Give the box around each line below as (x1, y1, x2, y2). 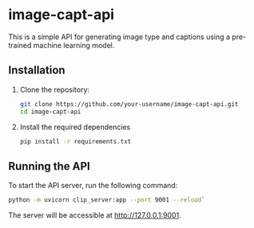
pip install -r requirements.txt (19, 137, 132, 145)
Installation (8, 64, 65, 77)
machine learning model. (33, 40, 115, 49)
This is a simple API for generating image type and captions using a (8, 32, 230, 41)
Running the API (8, 159, 90, 173)
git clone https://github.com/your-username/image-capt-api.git (19, 100, 239, 108)
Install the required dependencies (19, 122, 131, 132)
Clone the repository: (19, 85, 90, 94)
